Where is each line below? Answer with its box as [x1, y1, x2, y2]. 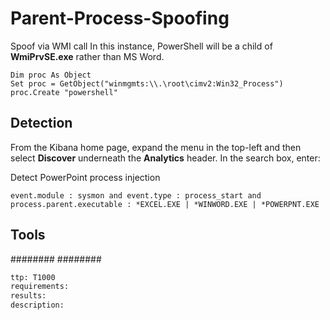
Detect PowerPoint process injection [10, 171, 161, 183]
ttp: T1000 [10, 272, 56, 282]
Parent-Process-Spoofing [10, 7, 230, 30]
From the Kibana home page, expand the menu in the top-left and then [10, 141, 302, 153]
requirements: [10, 282, 70, 292]
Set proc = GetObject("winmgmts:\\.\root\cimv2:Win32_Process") [10, 78, 284, 89]
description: [10, 300, 65, 311]
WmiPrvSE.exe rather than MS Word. [10, 50, 165, 62]
